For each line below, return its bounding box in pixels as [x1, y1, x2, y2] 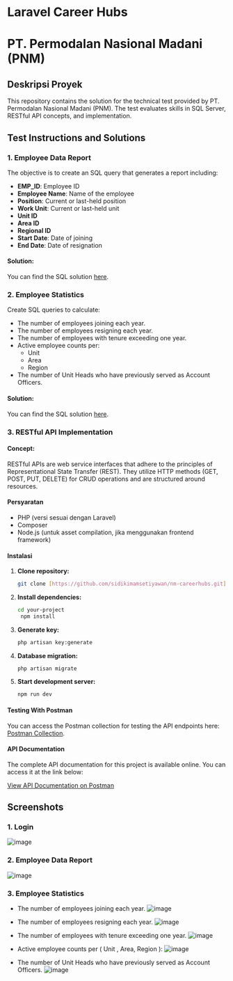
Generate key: [17, 625, 59, 634]
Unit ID [17, 212, 38, 220]
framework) [17, 535, 51, 543]
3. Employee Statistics [7, 888, 85, 898]
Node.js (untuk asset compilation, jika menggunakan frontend [17, 528, 194, 536]
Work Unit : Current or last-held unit [17, 204, 120, 212]
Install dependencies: [17, 593, 82, 601]
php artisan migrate [17, 665, 77, 672]
